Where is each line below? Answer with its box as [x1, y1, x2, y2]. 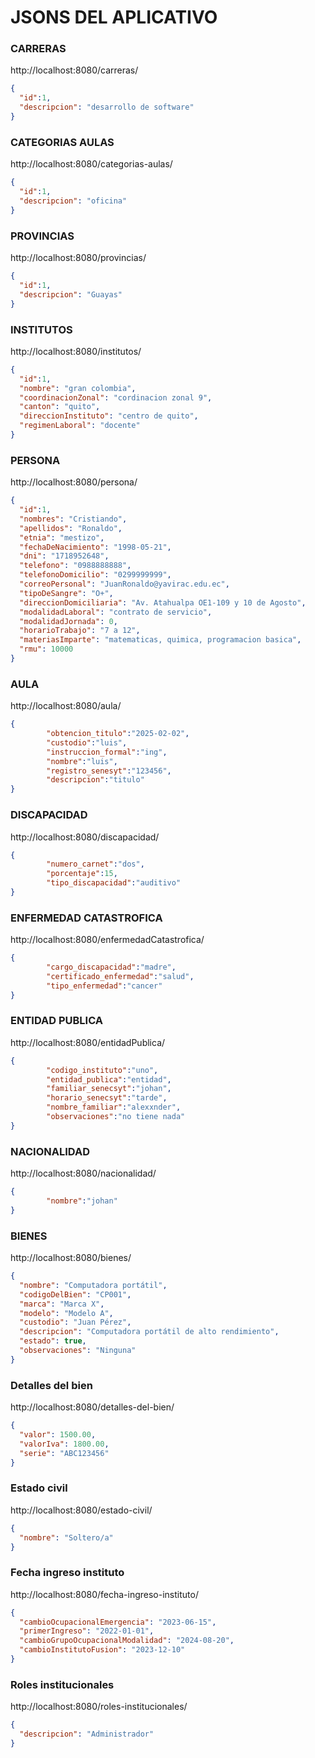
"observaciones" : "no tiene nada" [46, 1112, 186, 1122]
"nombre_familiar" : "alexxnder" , [46, 1102, 182, 1113]
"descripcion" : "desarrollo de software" [19, 102, 195, 113]
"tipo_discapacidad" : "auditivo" [46, 878, 182, 888]
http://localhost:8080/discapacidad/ [10, 831, 160, 843]
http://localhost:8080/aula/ [10, 700, 122, 712]
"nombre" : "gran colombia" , [19, 383, 137, 393]
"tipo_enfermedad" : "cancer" [46, 981, 163, 991]
